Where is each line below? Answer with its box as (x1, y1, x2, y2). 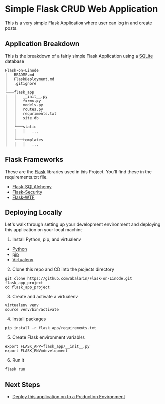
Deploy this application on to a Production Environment (12, 394, 125, 400)
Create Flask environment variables (12, 334, 85, 340)
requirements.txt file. (5, 174, 48, 180)
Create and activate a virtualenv (12, 294, 78, 300)
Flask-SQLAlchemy (12, 183, 52, 190)
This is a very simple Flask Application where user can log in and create (5, 20, 153, 26)
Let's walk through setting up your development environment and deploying (5, 221, 161, 227)
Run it (12, 357, 25, 363)
